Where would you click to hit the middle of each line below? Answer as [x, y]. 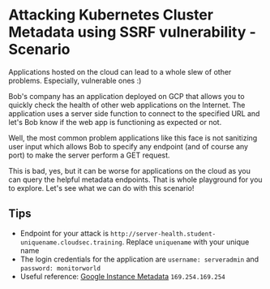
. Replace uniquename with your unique [186, 242]
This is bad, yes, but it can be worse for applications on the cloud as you [130, 170]
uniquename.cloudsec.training [71, 242]
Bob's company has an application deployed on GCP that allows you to [126, 96]
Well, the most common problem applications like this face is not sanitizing [133, 138]
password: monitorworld [60, 268]
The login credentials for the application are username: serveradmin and [139, 259]
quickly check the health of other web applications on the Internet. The [127, 105]
